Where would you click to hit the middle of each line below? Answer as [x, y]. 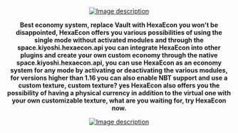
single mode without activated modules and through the [119, 40]
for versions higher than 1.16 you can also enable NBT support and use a [119, 78]
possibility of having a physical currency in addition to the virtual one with [119, 93]
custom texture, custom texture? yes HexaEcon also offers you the [119, 85]
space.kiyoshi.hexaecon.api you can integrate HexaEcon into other [119, 48]
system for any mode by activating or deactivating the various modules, [119, 70]
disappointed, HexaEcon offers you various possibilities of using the [119, 32]
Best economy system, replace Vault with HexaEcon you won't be [119, 25]
